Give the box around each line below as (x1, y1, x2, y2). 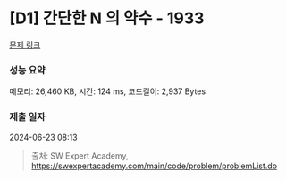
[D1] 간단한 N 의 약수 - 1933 (9, 8, 205, 29)
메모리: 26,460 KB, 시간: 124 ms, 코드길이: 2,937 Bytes (9, 86, 206, 97)
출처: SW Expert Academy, (30, 150, 129, 161)
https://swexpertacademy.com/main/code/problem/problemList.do (30, 160, 278, 171)
